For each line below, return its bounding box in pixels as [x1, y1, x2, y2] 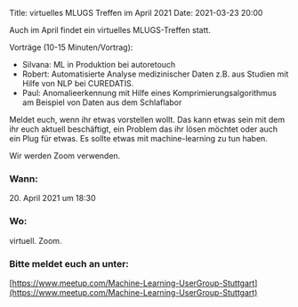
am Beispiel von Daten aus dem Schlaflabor [21, 97, 182, 108]
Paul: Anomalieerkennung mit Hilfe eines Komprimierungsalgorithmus [21, 88, 278, 98]
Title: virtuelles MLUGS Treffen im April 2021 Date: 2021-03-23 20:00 [9, 8, 263, 18]
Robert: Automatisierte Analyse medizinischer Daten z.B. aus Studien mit [21, 69, 289, 79]
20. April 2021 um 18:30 [9, 193, 96, 204]
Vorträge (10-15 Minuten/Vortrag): [9, 42, 133, 53]
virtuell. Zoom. [9, 235, 62, 246]
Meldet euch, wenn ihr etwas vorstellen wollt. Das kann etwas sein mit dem [9, 115, 286, 125]
